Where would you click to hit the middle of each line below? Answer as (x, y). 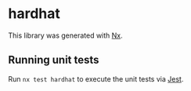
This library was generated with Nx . (65, 35)
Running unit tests (54, 60)
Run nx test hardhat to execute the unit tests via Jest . (96, 78)
